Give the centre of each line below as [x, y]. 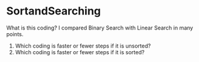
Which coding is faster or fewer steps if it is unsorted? [83, 46]
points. [15, 34]
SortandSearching [54, 11]
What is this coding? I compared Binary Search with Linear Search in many [100, 28]
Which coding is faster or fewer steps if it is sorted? [80, 52]
